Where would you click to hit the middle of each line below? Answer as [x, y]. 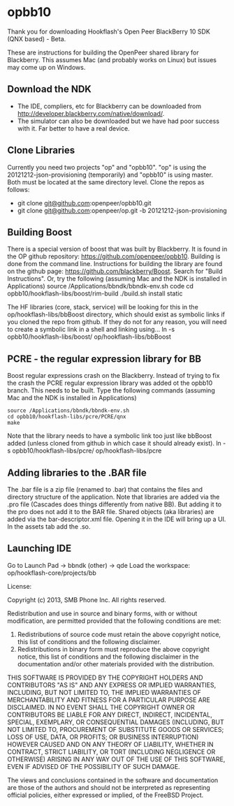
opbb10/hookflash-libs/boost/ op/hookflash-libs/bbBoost [89, 337]
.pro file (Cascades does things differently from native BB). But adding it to [115, 504]
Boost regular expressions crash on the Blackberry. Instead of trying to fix [114, 376]
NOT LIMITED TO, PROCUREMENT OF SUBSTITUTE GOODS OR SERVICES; [116, 729]
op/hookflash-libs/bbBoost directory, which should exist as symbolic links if [116, 314]
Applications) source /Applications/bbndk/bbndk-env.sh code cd [101, 286]
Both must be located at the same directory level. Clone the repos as [106, 182]
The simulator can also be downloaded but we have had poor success [118, 121]
